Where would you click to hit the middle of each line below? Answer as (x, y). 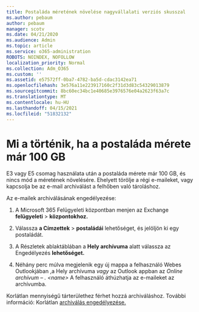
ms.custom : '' (24, 74)
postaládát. (29, 235)
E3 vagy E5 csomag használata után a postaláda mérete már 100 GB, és (96, 173)
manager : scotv (25, 29)
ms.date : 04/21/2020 (32, 35)
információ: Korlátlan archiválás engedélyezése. (66, 302)
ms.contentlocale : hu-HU (38, 102)
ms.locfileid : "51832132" (39, 114)
